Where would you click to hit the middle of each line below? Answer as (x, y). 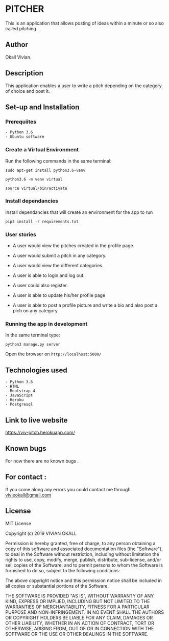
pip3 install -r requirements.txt (42, 222)
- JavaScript (19, 395)
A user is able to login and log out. (49, 275)
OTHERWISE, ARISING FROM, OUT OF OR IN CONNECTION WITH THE (80, 628)
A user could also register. (40, 286)
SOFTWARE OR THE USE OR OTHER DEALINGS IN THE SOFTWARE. (77, 634)
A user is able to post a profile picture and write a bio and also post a (85, 305)
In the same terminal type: (33, 335)
